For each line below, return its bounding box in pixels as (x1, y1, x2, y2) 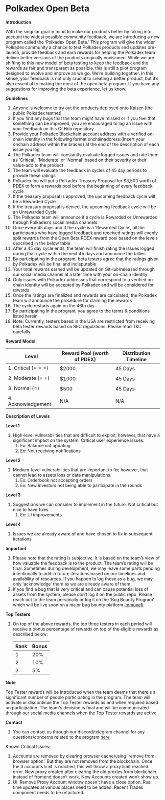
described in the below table (12, 240, 71, 246)
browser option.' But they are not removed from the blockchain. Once (12, 758, 153, 764)
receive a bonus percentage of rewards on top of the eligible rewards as (12, 626, 159, 632)
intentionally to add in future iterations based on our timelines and (12, 570, 146, 576)
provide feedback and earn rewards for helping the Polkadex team (22, 49, 156, 55)
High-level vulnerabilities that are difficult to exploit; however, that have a (12, 432, 160, 438)
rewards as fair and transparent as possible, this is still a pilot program (5, 65, 147, 71)
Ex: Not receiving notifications (20, 448, 81, 454)
